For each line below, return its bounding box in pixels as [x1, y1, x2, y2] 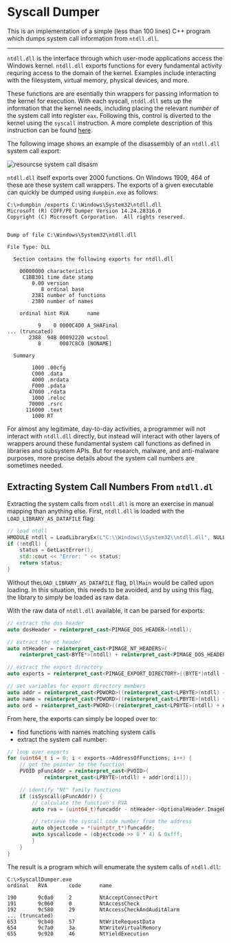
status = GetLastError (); [19, 547, 94, 554]
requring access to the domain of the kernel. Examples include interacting [7, 68, 217, 77]
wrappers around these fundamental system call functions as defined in [7, 439, 211, 447]
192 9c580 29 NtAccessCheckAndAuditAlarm [7, 906, 180, 913]
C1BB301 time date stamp [22, 274, 94, 281]
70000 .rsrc [28, 400, 63, 407]
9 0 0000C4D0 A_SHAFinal [37, 322, 118, 329]
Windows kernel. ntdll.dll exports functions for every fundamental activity [7, 61, 222, 70]
